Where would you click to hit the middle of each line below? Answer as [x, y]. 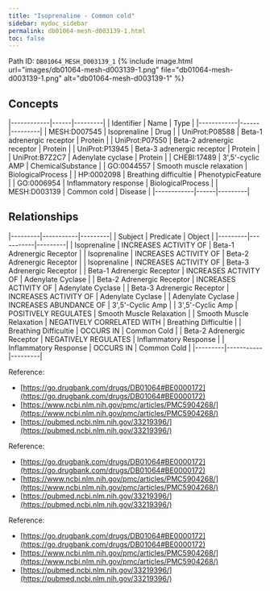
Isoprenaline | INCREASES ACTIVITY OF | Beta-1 [155, 245]
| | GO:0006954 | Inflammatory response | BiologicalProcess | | [113, 183]
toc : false [27, 38]
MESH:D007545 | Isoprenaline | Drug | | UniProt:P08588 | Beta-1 [155, 132]
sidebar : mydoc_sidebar [48, 23]
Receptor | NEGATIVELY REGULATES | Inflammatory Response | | [116, 339]
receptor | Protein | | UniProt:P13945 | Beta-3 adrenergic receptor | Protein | [134, 149]
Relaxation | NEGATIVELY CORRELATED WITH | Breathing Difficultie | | [125, 322]
